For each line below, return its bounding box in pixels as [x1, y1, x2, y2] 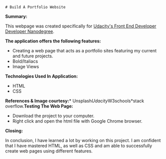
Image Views [12, 64, 39, 69]
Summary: [5, 13, 27, 19]
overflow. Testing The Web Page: [5, 103, 73, 109]
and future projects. [12, 53, 53, 59]
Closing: [5, 128, 23, 134]
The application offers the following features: [5, 38, 101, 44]
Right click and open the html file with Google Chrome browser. [12, 118, 143, 124]
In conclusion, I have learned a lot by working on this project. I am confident [5, 138, 161, 143]
